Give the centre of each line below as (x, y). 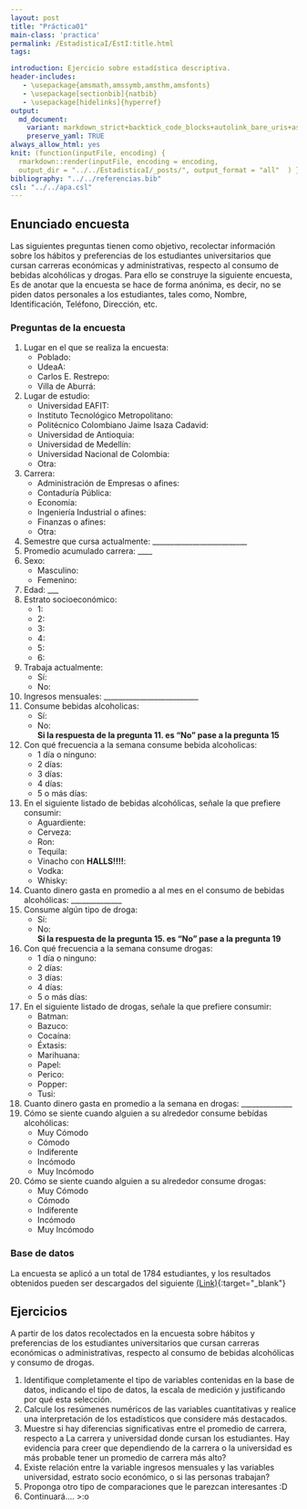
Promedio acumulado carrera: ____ (88, 551)
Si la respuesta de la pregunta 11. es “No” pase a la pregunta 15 (159, 735)
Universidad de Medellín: (84, 444)
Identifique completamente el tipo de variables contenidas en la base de (159, 1380)
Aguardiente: (61, 823)
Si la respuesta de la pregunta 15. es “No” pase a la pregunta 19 (159, 939)
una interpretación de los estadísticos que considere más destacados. (155, 1419)
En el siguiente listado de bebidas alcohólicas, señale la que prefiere (152, 803)
